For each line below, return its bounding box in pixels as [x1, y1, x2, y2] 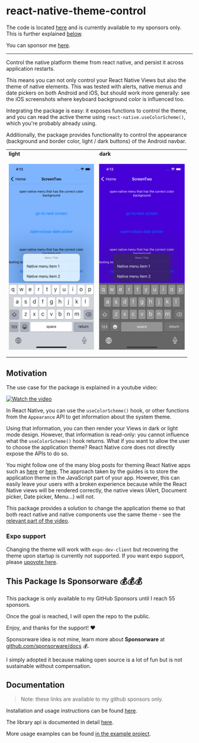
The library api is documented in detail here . [6, 719, 114, 726]
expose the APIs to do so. [6, 450, 69, 457]
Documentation [6, 679, 65, 690]
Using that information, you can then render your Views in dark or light [6, 425, 178, 432]
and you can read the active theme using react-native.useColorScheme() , [6, 113, 186, 120]
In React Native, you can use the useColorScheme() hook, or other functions [6, 407, 190, 414]
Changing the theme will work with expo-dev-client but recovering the [6, 546, 179, 553]
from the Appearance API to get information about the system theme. [6, 413, 172, 420]
